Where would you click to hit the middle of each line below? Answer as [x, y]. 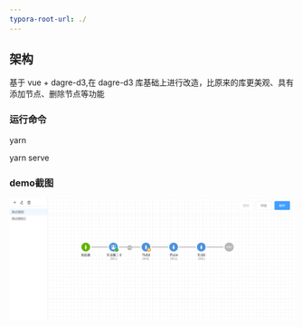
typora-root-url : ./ [48, 19]
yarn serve [29, 158]
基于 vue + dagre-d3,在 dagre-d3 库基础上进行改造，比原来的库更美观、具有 [151, 82]
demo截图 [32, 183]
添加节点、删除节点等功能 [57, 94]
